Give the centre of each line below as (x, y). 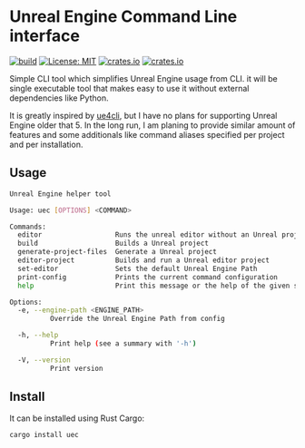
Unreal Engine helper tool (60, 194)
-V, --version (44, 360)
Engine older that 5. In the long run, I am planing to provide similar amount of (152, 125)
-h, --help (38, 336)
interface (44, 36)
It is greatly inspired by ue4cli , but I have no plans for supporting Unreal (143, 115)
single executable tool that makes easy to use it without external (129, 88)
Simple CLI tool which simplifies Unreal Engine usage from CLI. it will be (144, 78)
